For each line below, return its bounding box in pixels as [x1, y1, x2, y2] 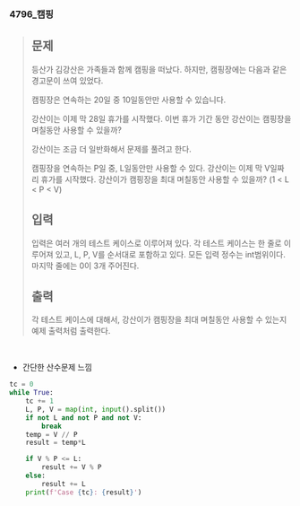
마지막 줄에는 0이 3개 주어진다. [30, 260, 140, 271]
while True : [9, 388, 54, 397]
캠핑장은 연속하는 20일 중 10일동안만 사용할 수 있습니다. [30, 94, 227, 105]
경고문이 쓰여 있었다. [30, 74, 104, 86]
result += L [41, 479, 87, 488]
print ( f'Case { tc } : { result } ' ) [25, 487, 142, 497]
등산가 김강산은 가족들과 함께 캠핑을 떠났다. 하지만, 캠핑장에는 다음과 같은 [30, 64, 287, 74]
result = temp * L [25, 438, 87, 448]
